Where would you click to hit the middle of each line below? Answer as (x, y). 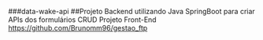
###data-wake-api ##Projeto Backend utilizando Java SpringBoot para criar (132, 11)
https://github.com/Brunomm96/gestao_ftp (78, 28)
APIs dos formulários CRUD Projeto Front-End (82, 20)
